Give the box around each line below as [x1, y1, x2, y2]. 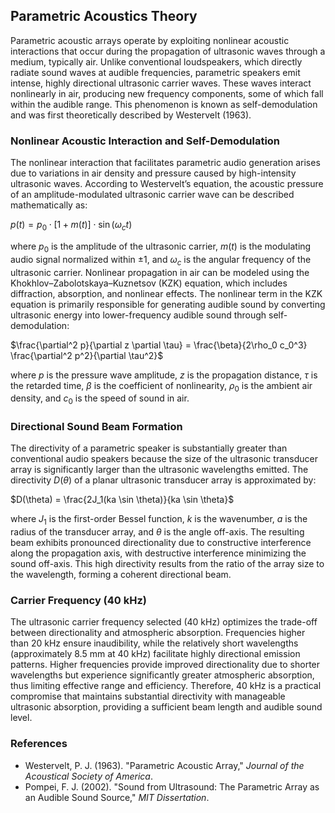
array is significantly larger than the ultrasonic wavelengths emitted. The [10, 464, 309, 476]
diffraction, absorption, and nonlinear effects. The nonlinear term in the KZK [10, 287, 323, 299]
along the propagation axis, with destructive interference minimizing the [10, 547, 307, 559]
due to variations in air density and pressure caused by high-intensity [10, 167, 297, 179]
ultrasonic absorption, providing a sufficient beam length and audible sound [10, 701, 323, 713]
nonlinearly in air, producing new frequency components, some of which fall [10, 87, 324, 99]
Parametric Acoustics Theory [10, 8, 198, 25]
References [10, 737, 68, 751]
